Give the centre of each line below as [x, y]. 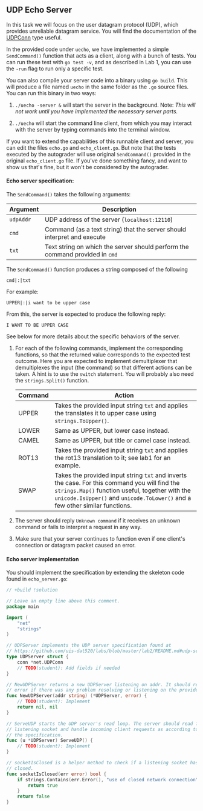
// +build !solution [32, 590]
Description [119, 210]
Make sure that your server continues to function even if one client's [100, 539]
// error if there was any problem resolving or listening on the [92, 690]
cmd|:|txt [19, 281]
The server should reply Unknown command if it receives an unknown [98, 521]
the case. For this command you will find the [117, 483]
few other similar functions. [93, 506]
